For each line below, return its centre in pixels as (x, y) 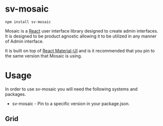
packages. (16, 94)
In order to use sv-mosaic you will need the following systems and (71, 89)
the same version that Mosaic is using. (44, 56)
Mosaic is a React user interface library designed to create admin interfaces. (82, 31)
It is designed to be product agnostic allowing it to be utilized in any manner (81, 36)
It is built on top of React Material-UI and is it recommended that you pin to (80, 51)
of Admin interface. (24, 41)
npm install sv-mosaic (28, 22)
